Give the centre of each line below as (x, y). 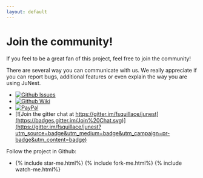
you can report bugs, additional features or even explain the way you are (97, 77)
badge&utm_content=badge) (51, 139)
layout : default (27, 12)
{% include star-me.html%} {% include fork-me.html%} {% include (98, 163)
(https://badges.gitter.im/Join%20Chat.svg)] (70, 120)
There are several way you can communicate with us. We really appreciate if (101, 70)
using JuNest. (24, 83)
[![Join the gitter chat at (45, 114)
